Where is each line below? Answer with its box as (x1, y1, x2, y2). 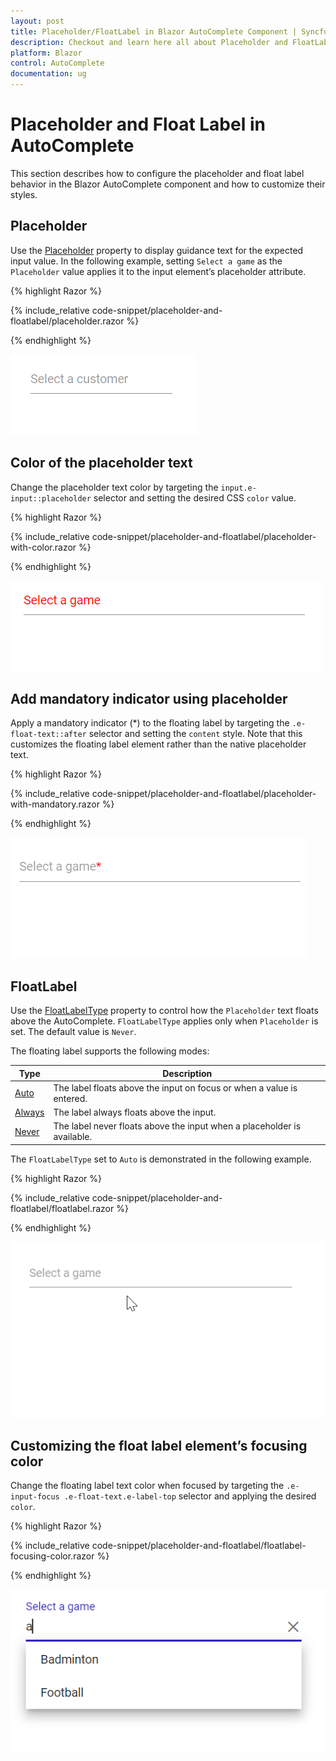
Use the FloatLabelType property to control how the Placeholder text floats (10, 1005, 319, 1017)
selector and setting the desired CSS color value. (93, 491, 297, 504)
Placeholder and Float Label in (10, 113, 266, 136)
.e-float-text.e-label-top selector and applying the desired (63, 1490, 317, 1502)
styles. (10, 188, 38, 200)
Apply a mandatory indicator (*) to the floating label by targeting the (10, 717, 290, 729)
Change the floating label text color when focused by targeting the (10, 1480, 285, 1492)
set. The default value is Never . (10, 1026, 137, 1038)
